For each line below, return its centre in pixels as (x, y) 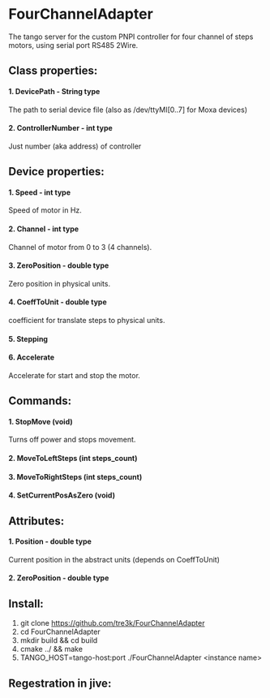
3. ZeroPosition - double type (59, 265)
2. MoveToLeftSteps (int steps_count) (73, 458)
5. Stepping (28, 338)
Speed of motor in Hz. (45, 210)
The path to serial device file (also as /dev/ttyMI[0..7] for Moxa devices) (128, 110)
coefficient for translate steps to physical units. (87, 320)
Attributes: (36, 521)
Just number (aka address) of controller (75, 146)
